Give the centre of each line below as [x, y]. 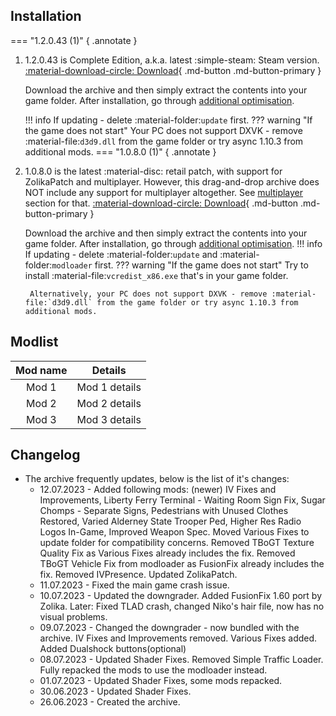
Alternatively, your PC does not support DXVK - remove [148, 294]
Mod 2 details [109, 403]
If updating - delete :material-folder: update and [121, 254]
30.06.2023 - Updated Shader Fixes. [115, 691]
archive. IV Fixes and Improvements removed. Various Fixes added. [178, 638]
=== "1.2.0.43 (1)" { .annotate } [74, 40]
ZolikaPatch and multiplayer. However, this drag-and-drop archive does [172, 181]
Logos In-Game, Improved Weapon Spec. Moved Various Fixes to [174, 532]
